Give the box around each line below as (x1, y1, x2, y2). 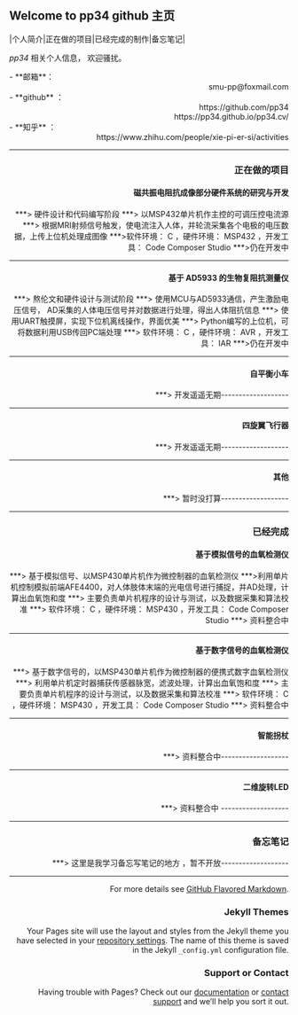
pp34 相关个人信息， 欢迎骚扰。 (9, 52, 127, 63)
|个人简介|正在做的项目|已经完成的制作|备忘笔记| (9, 34, 186, 44)
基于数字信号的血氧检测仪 (195, 645, 289, 656)
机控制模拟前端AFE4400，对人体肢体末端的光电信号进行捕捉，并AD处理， (10, 582, 281, 592)
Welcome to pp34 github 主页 (9, 8, 176, 24)
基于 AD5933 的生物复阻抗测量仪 (168, 272, 289, 283)
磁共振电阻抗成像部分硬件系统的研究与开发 (133, 187, 289, 198)
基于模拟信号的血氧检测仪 (195, 549, 289, 560)
